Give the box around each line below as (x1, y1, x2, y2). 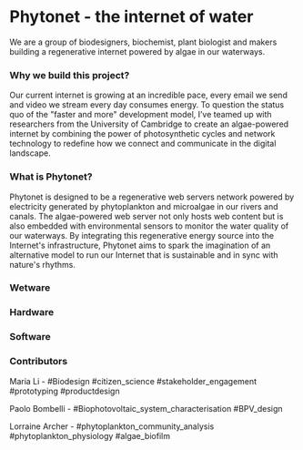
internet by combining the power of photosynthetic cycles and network (9, 128, 276, 139)
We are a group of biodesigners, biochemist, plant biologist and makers (9, 36, 278, 47)
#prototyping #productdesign (9, 385, 120, 396)
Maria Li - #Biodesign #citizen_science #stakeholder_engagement (9, 375, 258, 386)
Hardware (9, 306, 55, 319)
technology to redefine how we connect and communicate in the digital (9, 138, 277, 149)
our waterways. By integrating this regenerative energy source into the (9, 230, 275, 240)
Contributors (9, 355, 68, 368)
